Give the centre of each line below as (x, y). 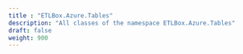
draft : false (30, 30)
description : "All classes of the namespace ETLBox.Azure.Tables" (122, 23)
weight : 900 (28, 38)
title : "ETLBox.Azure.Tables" (61, 15)
